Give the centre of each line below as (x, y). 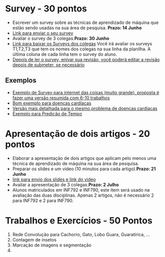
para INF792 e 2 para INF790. (43, 200)
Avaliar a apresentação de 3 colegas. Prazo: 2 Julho (66, 184)
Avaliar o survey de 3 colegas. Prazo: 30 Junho (61, 38)
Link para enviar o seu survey (43, 33)
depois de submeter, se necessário (48, 65)
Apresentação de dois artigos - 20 (78, 134)
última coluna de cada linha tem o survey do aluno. (65, 54)
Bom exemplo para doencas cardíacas (52, 103)
